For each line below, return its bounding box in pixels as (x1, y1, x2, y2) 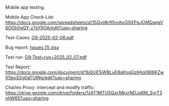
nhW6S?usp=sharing (5, 95, 49, 101)
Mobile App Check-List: (5, 14, 54, 20)
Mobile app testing (5, 5, 44, 10)
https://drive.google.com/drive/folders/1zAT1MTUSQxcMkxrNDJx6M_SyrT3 (5, 90, 162, 95)
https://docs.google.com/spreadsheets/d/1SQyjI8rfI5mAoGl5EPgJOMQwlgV (5, 20, 163, 25)
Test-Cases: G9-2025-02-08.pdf (5, 35, 74, 40)
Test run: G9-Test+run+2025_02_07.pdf (5, 54, 87, 60)
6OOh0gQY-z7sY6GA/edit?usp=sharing (5, 25, 88, 31)
